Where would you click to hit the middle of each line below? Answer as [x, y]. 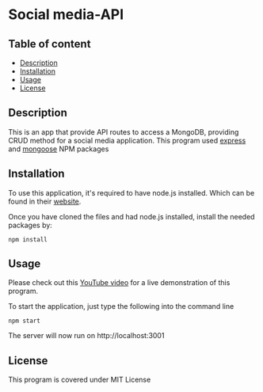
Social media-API [66, 15]
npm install [28, 239]
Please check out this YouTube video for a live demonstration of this [119, 283]
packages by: [30, 225]
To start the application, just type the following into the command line [121, 306]
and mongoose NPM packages [59, 149]
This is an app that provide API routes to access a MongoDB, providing [124, 131]
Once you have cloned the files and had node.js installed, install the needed [131, 216]
